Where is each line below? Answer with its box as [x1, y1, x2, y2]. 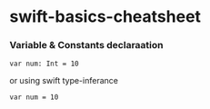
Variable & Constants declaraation [9, 39, 164, 52]
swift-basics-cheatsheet [9, 6, 202, 27]
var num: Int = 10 [9, 59, 79, 69]
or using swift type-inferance [9, 75, 118, 86]
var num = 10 [9, 93, 59, 102]
